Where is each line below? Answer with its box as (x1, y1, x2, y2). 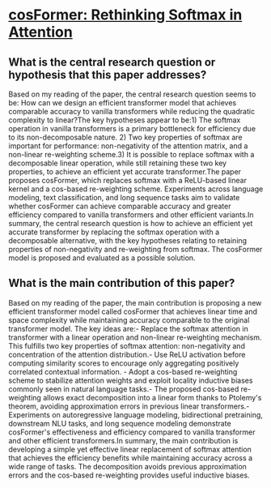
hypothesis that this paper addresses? (8, 67, 207, 82)
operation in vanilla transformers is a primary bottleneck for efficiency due (8, 124, 256, 133)
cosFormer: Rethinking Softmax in (8, 6, 243, 24)
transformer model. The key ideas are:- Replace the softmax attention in (8, 323, 248, 333)
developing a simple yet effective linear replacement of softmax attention (8, 444, 252, 454)
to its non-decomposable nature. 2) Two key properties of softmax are (8, 132, 243, 142)
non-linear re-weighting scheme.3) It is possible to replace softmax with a (8, 150, 255, 159)
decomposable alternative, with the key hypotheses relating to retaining (8, 236, 248, 245)
